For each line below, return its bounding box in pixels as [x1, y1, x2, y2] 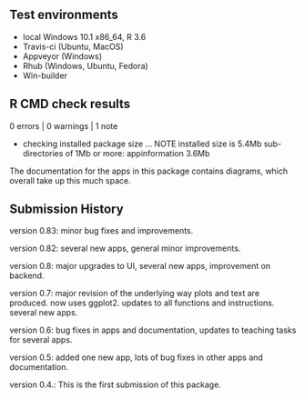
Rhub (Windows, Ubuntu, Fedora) [22, 60, 148, 71]
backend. [9, 270, 45, 281]
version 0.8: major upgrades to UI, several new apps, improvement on [9, 261, 271, 272]
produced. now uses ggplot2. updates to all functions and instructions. [9, 297, 275, 308]
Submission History [9, 202, 125, 217]
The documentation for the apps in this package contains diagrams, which [9, 165, 289, 176]
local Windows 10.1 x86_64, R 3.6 [22, 31, 147, 42]
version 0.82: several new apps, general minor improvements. [9, 243, 241, 254]
